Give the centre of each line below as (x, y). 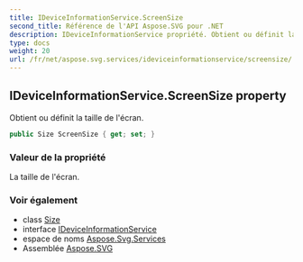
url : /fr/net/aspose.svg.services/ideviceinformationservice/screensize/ (151, 59)
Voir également (44, 200)
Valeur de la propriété (58, 157)
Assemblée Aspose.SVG (68, 248)
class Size (41, 220)
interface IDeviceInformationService (90, 230)
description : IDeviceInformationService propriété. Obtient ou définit (147, 34)
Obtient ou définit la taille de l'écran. (77, 117)
